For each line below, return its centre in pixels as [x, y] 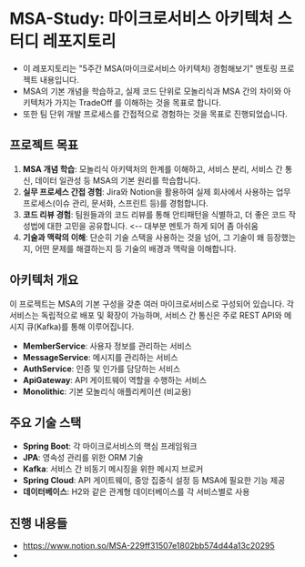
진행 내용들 [39, 523]
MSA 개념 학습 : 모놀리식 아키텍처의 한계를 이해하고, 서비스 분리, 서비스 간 [153, 168]
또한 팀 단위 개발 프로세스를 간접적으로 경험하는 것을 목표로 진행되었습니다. [155, 114]
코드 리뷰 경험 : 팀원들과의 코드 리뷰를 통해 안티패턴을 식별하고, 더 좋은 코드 [154, 214]
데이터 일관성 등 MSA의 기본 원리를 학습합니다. [118, 180]
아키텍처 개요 [44, 280]
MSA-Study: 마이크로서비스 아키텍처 [142, 19]
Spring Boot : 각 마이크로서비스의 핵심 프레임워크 [110, 446]
